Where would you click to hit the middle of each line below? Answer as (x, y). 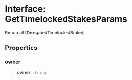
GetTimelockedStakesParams (66, 19)
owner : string (31, 72)
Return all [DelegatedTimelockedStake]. (45, 32)
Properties (21, 48)
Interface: (25, 9)
